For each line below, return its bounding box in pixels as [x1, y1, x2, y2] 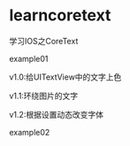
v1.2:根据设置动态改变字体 [9, 109, 104, 119]
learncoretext [9, 5, 111, 26]
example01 [9, 53, 49, 64]
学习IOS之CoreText [9, 35, 79, 46]
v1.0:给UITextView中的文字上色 [9, 72, 122, 82]
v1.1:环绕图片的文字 [9, 90, 79, 101]
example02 [9, 127, 50, 137]
